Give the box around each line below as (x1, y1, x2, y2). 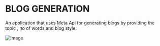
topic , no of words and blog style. (5, 25, 77, 31)
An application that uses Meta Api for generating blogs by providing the (5, 20, 155, 26)
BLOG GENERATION (5, 3, 90, 15)
